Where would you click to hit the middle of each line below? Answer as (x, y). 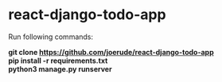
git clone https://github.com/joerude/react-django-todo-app (111, 52)
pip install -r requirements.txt (58, 61)
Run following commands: (51, 37)
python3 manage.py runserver (60, 68)
